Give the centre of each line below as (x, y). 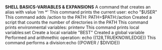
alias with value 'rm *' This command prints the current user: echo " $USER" (81, 12)
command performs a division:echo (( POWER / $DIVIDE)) (63, 43)
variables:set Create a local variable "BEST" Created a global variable (75, 32)
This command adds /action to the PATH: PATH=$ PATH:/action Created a (79, 17)
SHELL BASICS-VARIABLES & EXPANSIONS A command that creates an (78, 7)
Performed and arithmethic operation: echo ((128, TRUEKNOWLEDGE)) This (81, 37)
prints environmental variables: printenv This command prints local (72, 27)
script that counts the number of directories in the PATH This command (77, 22)
